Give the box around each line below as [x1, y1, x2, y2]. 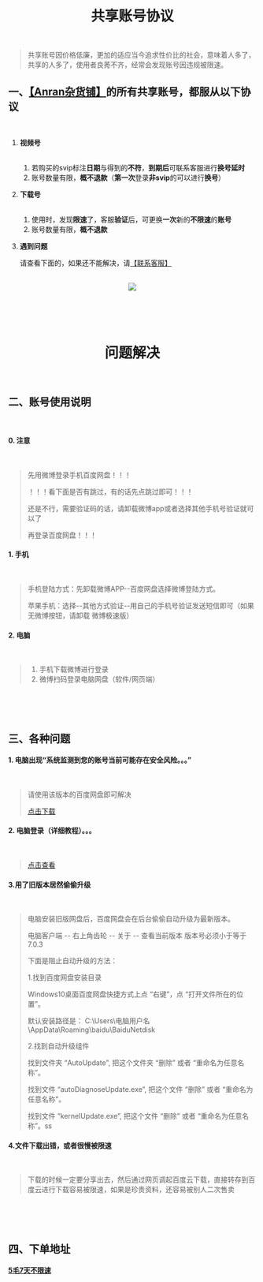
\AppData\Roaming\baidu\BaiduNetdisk [27, 1025, 156, 1034]
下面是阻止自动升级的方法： [27, 956, 118, 966]
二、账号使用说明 [8, 395, 91, 409]
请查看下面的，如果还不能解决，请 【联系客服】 [19, 258, 172, 267]
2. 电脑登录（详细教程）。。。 [8, 826, 96, 835]
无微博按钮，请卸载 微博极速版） [27, 611, 134, 620]
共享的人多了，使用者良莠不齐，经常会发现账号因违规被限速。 [27, 60, 228, 69]
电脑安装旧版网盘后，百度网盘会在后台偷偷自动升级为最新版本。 [27, 914, 235, 924]
